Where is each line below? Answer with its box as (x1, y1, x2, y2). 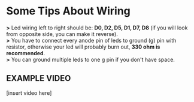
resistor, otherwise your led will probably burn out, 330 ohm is (6, 43, 160, 50)
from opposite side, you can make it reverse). (6, 30, 118, 37)
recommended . (6, 49, 46, 56)
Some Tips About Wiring (6, 4, 131, 18)
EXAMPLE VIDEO (6, 73, 71, 83)
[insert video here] (6, 89, 52, 97)
